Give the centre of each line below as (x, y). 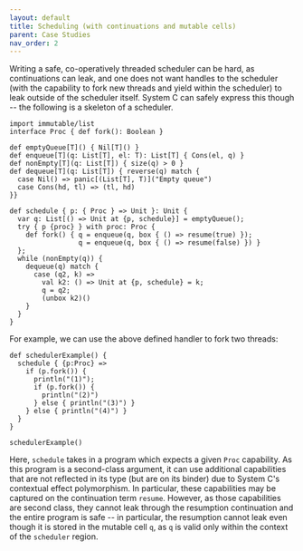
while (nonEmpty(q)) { (60, 259)
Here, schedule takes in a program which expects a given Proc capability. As (151, 459)
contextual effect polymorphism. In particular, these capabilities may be (143, 488)
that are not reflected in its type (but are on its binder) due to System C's (145, 479)
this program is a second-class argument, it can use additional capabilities (148, 469)
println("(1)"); (64, 380)
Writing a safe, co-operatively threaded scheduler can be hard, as (132, 69)
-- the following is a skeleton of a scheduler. (91, 107)
